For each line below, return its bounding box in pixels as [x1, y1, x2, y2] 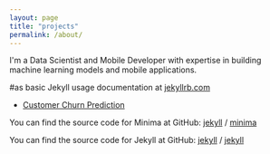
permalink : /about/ [9, 30, 83, 39]
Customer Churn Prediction [22, 100, 125, 111]
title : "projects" [9, 22, 79, 31]
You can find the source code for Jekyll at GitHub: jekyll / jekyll [9, 135, 245, 146]
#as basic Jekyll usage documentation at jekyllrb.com [9, 82, 211, 93]
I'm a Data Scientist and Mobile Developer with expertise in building [9, 55, 262, 66]
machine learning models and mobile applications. [9, 64, 198, 75]
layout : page [9, 13, 59, 23]
